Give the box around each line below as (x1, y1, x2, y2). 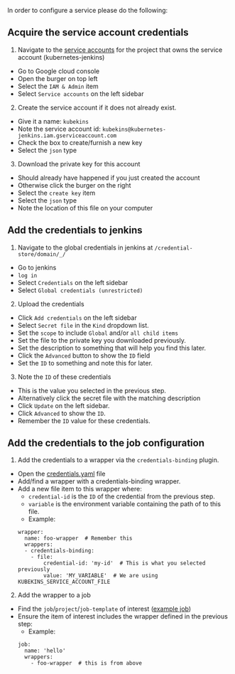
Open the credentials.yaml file (17, 469, 106, 478)
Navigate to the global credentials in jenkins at (17, 243, 153, 252)
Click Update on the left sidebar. (17, 401, 110, 410)
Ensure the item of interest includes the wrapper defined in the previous (17, 612, 229, 621)
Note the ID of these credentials (17, 373, 111, 381)
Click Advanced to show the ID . (17, 409, 106, 417)
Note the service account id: (17, 124, 101, 133)
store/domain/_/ (17, 250, 66, 258)
